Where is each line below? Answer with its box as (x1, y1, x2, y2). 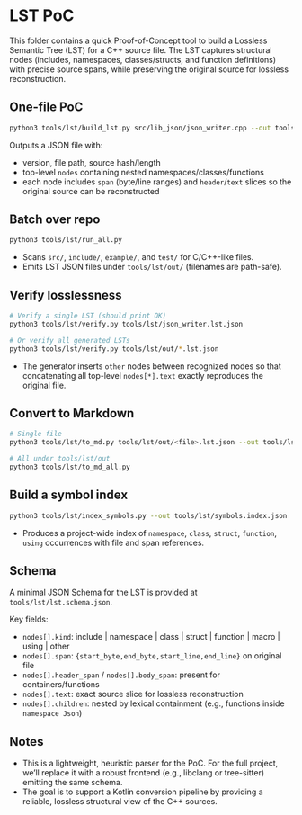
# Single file (9, 429, 63, 439)
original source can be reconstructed (22, 185, 160, 196)
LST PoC (9, 5, 75, 26)
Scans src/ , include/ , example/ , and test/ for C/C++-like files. (22, 252, 254, 263)
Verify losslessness (9, 287, 123, 302)
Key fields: (9, 613, 49, 625)
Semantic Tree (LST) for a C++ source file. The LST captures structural (9, 44, 272, 55)
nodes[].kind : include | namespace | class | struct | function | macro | (22, 631, 280, 642)
